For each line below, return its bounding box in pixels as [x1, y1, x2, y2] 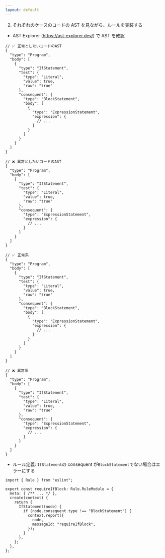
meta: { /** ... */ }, [10, 491, 57, 496]
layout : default [5, 7, 39, 13]
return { [14, 500, 33, 505]
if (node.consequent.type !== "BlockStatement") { [23, 508, 132, 514]
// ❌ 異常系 [5, 368, 29, 373]
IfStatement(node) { [18, 504, 62, 509]
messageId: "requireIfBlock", [32, 522, 96, 527]
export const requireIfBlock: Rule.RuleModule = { [5, 486, 114, 492]
